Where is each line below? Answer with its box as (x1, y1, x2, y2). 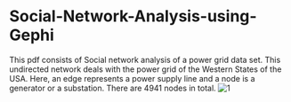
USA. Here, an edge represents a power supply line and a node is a (9, 73, 255, 83)
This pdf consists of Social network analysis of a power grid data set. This (9, 54, 281, 65)
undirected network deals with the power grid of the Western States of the (9, 64, 282, 75)
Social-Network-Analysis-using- (9, 6, 257, 27)
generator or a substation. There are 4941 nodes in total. (9, 82, 216, 93)
